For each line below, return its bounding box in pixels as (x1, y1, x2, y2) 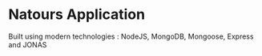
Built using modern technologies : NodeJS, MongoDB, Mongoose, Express (8, 32, 254, 41)
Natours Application (8, 6, 146, 24)
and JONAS (8, 39, 47, 49)
